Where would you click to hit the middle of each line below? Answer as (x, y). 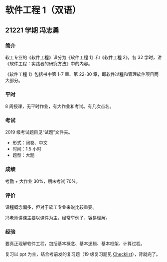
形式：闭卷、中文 (30, 143)
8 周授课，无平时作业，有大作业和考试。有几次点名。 (60, 106)
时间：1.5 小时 (27, 149)
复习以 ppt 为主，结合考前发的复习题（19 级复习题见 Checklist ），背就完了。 (83, 254)
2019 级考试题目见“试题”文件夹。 (39, 132)
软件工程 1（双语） (43, 10)
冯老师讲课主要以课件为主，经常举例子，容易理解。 (58, 218)
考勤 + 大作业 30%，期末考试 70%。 (43, 181)
